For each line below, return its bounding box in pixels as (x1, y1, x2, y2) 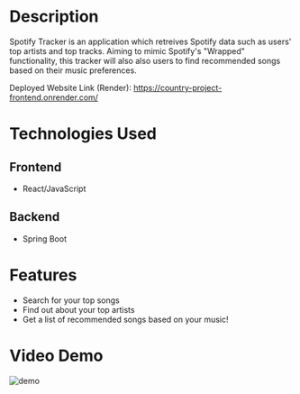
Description (9, 6, 99, 27)
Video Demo (9, 345, 104, 366)
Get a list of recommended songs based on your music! (22, 314, 229, 325)
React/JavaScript (22, 183, 86, 194)
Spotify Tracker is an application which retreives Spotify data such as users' (9, 36, 292, 47)
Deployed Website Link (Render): (9, 82, 132, 93)
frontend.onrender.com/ (9, 92, 99, 103)
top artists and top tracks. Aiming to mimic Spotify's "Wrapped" (9, 45, 246, 56)
